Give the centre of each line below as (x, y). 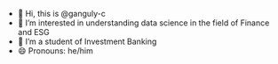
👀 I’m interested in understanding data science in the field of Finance (143, 23)
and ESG (34, 32)
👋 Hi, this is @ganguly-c (62, 14)
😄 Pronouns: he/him (55, 51)
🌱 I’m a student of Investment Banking (87, 41)
